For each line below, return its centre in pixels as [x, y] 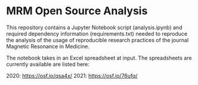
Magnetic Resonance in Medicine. [48, 46]
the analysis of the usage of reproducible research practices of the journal [98, 40]
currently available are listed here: [48, 64]
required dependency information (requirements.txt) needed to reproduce [97, 33]
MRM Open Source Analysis [77, 11]
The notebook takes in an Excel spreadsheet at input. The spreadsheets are [99, 58]
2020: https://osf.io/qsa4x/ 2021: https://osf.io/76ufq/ [72, 75]
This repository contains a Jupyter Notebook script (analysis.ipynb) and [94, 27]
